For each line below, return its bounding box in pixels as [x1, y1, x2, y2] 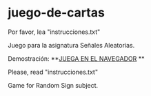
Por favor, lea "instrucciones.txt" [8, 28, 101, 36]
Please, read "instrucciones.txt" [8, 68, 99, 76]
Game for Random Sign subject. [8, 81, 99, 89]
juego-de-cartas [8, 5, 105, 21]
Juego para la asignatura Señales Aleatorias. [8, 41, 135, 49]
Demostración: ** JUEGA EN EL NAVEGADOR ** [8, 54, 145, 63]
